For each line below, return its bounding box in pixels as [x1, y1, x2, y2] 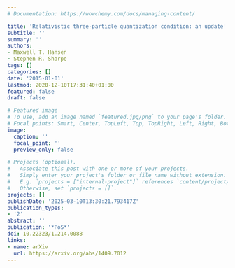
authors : [7, 43, 33, 50]
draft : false [7, 94, 45, 101]
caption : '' [13, 133, 49, 140]
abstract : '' [7, 218, 45, 225]
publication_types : [7, 204, 64, 211]
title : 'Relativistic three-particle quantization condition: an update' [7, 22, 227, 30]
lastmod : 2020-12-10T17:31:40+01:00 [7, 81, 114, 88]
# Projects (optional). [7, 159, 77, 166]
